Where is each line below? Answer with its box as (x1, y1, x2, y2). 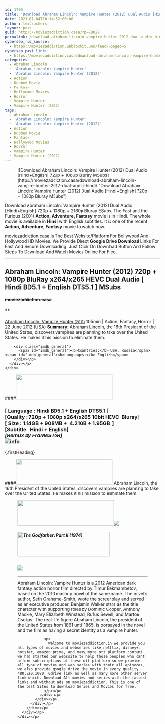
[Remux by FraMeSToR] (5, 432, 63, 439)
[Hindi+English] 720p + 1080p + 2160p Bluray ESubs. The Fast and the (5, 207, 148, 214)
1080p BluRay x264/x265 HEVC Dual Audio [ (5, 275, 144, 284)
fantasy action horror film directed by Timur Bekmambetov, (17, 585, 137, 591)
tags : (5, 108, 16, 113)
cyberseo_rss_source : (5, 39, 50, 44)
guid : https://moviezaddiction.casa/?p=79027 (5, 30, 100, 35)
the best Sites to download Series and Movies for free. (17, 684, 137, 689)
